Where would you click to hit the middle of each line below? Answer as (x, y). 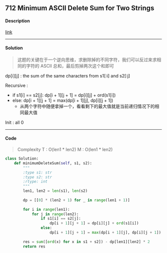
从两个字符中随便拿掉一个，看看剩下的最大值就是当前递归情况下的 (87, 106)
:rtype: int (36, 182)
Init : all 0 (14, 122)
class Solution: (22, 159)
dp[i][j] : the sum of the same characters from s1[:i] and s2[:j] (68, 76)
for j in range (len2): (55, 214)
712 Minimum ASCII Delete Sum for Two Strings (80, 8)
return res (34, 246)
